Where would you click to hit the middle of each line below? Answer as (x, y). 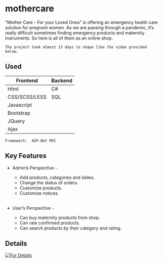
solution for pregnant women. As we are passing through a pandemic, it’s (80, 27)
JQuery (16, 121)
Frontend (27, 81)
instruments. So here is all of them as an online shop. (59, 38)
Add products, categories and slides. (57, 177)
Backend (62, 81)
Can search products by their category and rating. (71, 228)
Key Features (26, 156)
